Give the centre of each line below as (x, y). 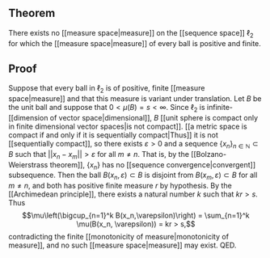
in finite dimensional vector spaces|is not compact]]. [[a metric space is (128, 127)
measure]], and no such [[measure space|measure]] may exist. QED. (122, 245)
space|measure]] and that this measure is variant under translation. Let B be (135, 99)
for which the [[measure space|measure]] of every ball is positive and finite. (135, 43)
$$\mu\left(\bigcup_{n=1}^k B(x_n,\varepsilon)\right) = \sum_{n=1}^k (136, 216)
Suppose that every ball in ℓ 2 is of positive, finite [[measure (107, 89)
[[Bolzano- (209, 154)
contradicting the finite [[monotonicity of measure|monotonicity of (118, 237)
